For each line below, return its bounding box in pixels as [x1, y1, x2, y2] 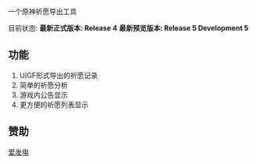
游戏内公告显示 [19, 90, 68, 99]
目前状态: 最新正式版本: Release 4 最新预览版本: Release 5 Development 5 [8, 23, 249, 33]
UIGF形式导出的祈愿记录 [19, 70, 98, 80]
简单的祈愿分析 [19, 80, 68, 90]
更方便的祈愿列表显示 [19, 100, 88, 109]
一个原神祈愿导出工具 [8, 7, 77, 16]
